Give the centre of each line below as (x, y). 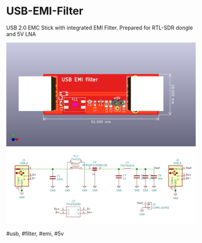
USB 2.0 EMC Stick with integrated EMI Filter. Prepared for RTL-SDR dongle (100, 28)
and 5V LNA (21, 34)
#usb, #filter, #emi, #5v (35, 234)
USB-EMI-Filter (45, 11)
